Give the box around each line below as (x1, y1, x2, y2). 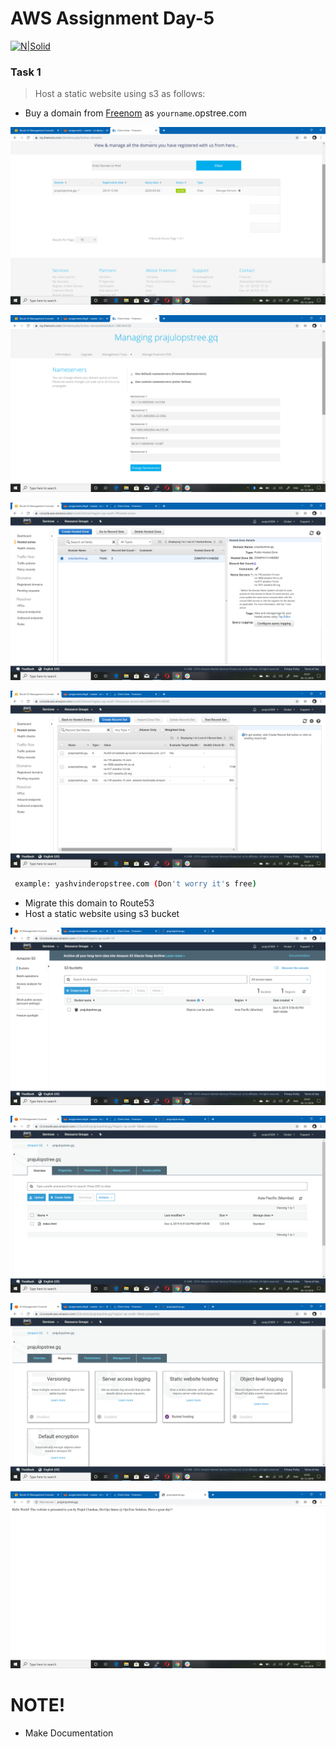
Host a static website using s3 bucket (24, 908, 180, 920)
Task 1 (10, 65, 42, 79)
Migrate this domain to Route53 (24, 897, 155, 909)
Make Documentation (24, 1727, 114, 1739)
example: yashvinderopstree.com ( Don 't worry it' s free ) (14, 879, 257, 889)
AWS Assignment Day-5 (10, 7, 215, 30)
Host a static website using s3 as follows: (34, 88, 206, 100)
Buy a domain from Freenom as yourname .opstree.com (24, 107, 247, 119)
